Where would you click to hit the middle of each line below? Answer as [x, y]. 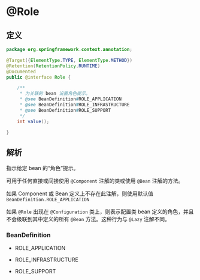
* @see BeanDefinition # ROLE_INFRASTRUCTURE [75, 105]
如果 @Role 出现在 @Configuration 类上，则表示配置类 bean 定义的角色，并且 [100, 212]
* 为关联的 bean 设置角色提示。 [55, 94]
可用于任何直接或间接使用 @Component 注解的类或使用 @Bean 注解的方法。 [95, 181]
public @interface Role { [38, 77]
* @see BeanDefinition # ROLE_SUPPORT [65, 110]
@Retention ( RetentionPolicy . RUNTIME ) [53, 66]
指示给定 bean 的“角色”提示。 [43, 168]
